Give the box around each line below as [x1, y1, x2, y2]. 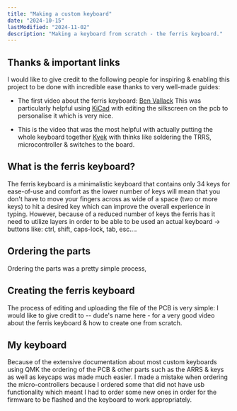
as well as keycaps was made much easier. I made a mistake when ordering [7, 373, 229, 381]
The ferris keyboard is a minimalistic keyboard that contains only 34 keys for [7, 179, 231, 188]
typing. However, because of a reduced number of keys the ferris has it [7, 210, 216, 218]
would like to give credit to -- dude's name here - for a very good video [7, 311, 215, 320]
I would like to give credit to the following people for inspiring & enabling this [7, 75, 230, 84]
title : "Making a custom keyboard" [7, 10, 112, 18]
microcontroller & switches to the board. [17, 140, 135, 149]
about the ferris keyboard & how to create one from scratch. [7, 318, 183, 327]
